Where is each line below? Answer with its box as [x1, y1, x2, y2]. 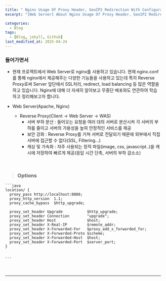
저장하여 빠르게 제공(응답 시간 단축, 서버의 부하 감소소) [36, 150, 141, 156]
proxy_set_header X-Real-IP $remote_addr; [9, 223, 116, 227]
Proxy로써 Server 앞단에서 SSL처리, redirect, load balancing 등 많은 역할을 [12, 81, 160, 87]
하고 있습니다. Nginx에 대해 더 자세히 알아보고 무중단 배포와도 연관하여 [12, 87, 148, 93]
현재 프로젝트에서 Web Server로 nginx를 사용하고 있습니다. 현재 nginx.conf [12, 69, 159, 75]
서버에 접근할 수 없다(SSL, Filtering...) [27, 137, 101, 144]
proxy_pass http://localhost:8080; [9, 192, 83, 197]
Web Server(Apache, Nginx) [12, 104, 70, 110]
